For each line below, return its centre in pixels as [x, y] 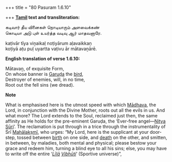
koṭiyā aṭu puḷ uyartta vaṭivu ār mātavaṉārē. [51, 49]
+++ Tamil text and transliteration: [43, 17]
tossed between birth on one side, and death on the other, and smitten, [92, 137]
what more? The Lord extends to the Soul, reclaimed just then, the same [81, 116]
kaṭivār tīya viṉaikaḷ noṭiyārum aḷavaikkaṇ [49, 43]
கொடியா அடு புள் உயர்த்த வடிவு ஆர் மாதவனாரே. [53, 33]
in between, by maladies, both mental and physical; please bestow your [81, 143]
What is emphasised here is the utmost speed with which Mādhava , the [81, 105]
